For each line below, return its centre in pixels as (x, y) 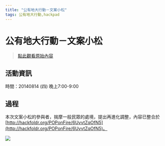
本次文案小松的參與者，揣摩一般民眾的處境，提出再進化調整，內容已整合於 (82, 117)
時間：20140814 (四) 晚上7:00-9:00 (42, 87)
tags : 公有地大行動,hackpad (32, 15)
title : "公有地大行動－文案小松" (36, 10)
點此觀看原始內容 (35, 56)
